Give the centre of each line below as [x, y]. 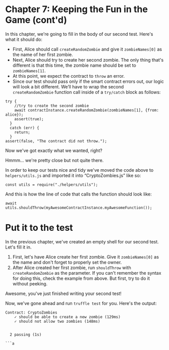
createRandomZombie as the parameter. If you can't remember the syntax [87, 273]
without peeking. [30, 283]
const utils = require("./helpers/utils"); [52, 185]
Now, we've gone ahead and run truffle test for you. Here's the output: [81, 303]
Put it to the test [39, 228]
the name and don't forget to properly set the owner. [67, 262]
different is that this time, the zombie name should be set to [74, 65]
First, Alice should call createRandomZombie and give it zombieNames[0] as [87, 49]
